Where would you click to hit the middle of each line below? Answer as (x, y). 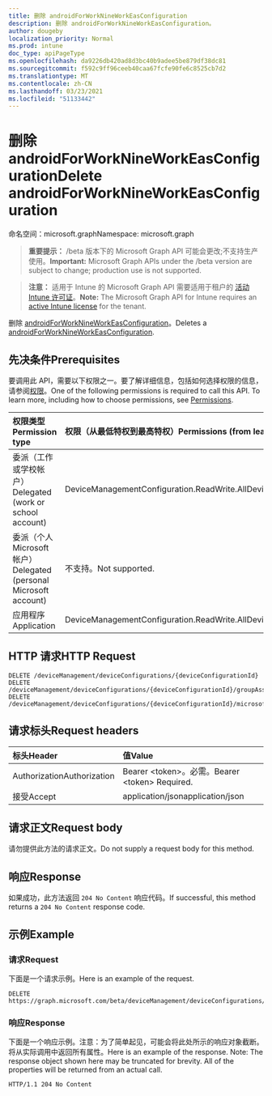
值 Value (138, 755)
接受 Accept (34, 797)
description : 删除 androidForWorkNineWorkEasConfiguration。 (112, 23)
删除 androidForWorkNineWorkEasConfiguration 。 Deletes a (108, 323)
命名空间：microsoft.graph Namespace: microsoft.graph (101, 234)
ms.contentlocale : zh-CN (50, 83)
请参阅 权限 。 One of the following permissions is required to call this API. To (134, 391)
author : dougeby (36, 31)
